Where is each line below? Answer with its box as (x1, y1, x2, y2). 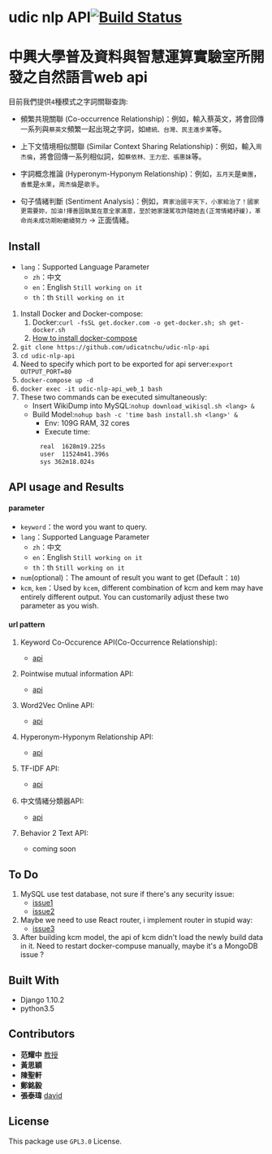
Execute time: (44, 426, 91, 436)
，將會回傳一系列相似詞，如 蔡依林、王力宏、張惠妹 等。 (32, 151, 206, 162)
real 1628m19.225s (39, 442, 106, 451)
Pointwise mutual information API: (19, 669, 134, 679)
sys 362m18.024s (39, 457, 95, 466)
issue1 (32, 898, 54, 907)
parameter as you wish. (19, 601, 99, 610)
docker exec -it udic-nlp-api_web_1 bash (19, 385, 162, 393)
